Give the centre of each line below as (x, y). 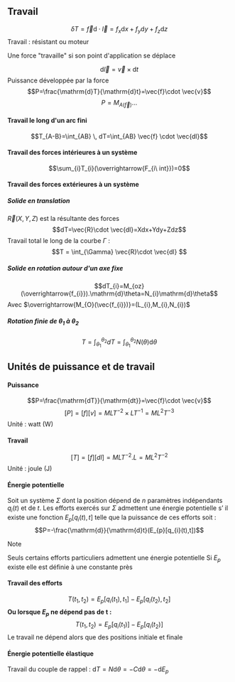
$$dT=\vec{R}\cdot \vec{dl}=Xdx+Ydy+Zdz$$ (119, 229)
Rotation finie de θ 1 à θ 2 (43, 321)
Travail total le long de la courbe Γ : (59, 241)
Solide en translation (39, 201)
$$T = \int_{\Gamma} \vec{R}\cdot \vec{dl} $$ (119, 252)
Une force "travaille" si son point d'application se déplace (92, 55)
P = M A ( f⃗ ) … (119, 103)
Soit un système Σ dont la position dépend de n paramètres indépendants (115, 501)
